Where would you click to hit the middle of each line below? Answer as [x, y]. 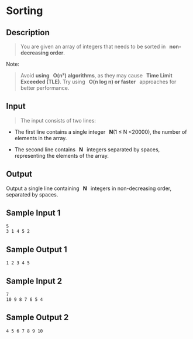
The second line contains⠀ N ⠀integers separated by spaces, [87, 149]
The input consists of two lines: [58, 120]
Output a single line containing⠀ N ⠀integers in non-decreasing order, [89, 188]
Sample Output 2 [37, 318]
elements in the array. [41, 138]
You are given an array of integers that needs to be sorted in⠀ [95, 46]
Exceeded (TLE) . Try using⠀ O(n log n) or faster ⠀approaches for [98, 82]
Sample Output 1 [37, 250]
